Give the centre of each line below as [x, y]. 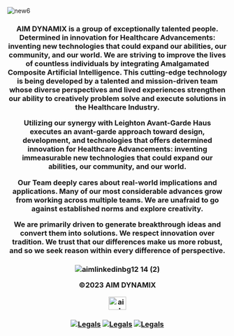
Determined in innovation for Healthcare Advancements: [117, 37]
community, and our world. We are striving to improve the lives [117, 54]
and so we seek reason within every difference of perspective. [117, 251]
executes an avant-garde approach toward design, [117, 132]
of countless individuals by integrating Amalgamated [117, 63]
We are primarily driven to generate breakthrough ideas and [117, 224]
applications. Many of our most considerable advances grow [117, 191]
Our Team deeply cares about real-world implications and [117, 183]
